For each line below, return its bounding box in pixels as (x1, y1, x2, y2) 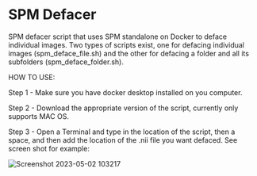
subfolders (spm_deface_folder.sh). (8, 57, 125, 67)
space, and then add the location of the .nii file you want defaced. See (8, 135, 238, 144)
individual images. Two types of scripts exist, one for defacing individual (8, 40, 244, 49)
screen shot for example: (8, 143, 90, 153)
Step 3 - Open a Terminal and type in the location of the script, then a (8, 127, 236, 136)
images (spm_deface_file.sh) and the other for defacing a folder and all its (8, 48, 250, 58)
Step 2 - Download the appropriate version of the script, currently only (8, 103, 239, 113)
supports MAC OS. (8, 111, 70, 121)
